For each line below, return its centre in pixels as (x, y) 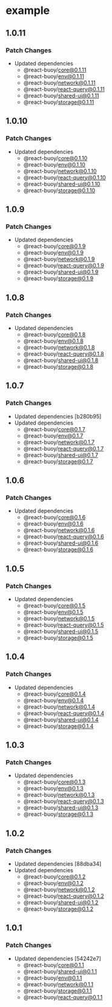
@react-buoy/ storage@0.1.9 (58, 278)
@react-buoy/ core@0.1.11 (55, 70)
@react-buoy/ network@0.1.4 (59, 707)
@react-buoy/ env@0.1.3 (54, 789)
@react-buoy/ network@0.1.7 (59, 442)
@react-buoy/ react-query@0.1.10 (65, 177)
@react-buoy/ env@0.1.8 (54, 341)
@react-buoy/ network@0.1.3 (59, 795)
